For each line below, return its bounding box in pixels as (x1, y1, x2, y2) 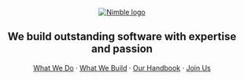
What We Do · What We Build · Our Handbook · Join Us (32, 63, 212, 72)
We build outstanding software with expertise (7, 30, 237, 43)
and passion (91, 42, 153, 56)
